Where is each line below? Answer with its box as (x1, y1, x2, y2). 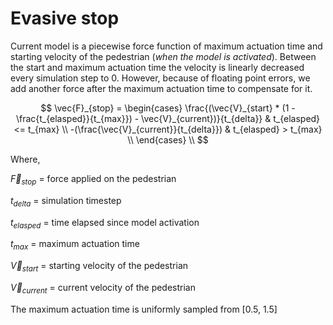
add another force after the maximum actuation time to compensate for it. (10, 82, 313, 94)
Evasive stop (10, 7, 120, 30)
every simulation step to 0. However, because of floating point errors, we (10, 72, 311, 84)
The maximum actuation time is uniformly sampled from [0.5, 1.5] (10, 303, 278, 315)
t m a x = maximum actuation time (10, 238, 140, 252)
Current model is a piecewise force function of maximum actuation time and (10, 40, 323, 52)
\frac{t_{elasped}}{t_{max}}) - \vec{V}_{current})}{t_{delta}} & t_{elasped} (15, 112, 321, 124)
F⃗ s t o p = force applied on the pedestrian (10, 172, 177, 187)
